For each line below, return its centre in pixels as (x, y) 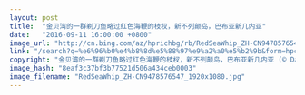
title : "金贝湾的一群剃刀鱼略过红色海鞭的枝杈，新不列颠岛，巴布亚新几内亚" (138, 26)
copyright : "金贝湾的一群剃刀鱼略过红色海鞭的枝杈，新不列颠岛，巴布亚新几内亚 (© (148, 60)
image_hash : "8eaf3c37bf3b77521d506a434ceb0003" (103, 69)
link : (20, 52)
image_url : (30, 43)
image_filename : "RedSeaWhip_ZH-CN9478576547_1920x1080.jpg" (128, 77)
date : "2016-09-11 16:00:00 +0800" (81, 34)
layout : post (34, 18)
